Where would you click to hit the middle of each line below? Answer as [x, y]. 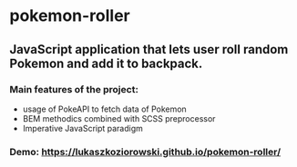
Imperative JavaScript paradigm [83, 128]
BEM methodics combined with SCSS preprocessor [119, 118]
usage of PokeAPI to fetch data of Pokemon [104, 109]
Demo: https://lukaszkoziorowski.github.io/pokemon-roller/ [145, 152]
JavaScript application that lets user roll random [149, 49]
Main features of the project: [74, 89]
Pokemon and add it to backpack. [106, 63]
